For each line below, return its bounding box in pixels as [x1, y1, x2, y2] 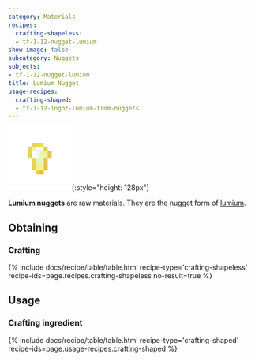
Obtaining [8, 221, 58, 234]
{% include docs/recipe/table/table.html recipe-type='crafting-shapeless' [8, 262, 248, 272]
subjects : [8, 63, 41, 71]
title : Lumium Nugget [8, 79, 80, 87]
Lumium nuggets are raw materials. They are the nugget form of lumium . [8, 198, 246, 208]
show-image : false [8, 46, 69, 54]
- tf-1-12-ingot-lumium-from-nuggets [15, 104, 140, 112]
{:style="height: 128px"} [71, 183, 150, 192]
